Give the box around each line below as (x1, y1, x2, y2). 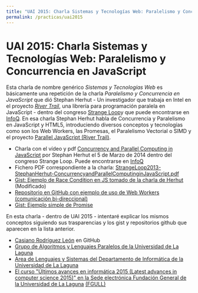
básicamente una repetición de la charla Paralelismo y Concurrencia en (6, 90, 180, 97)
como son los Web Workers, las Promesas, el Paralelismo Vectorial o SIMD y (6, 128, 192, 135)
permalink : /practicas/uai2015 (6, 14, 83, 20)
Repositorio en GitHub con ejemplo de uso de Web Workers (14, 189, 160, 196)
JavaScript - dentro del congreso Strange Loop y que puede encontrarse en (6, 109, 190, 116)
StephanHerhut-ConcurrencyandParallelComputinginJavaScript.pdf (14, 170, 180, 177)
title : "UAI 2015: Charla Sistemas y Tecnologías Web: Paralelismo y (6, 8, 181, 15)
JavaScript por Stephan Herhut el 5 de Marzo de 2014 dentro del (14, 151, 172, 159)
